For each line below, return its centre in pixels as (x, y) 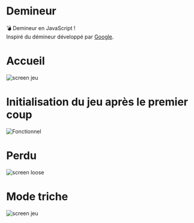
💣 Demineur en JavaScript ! (41, 28)
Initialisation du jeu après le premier (97, 102)
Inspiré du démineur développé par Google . (60, 37)
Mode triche (37, 196)
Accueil (26, 61)
